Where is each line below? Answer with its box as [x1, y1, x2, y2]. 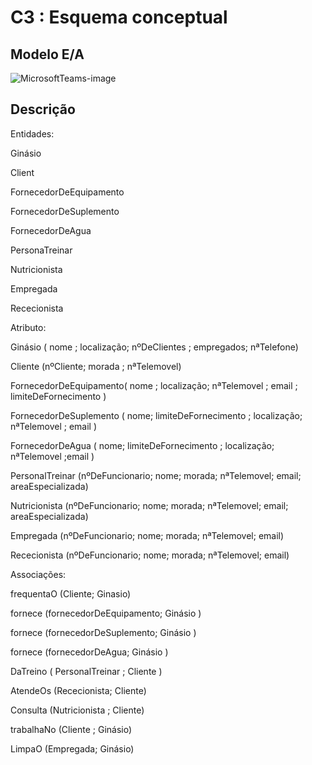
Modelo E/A [10, 46, 85, 63]
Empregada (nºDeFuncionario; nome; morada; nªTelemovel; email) [10, 529, 285, 541]
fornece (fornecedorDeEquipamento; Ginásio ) [10, 607, 202, 619]
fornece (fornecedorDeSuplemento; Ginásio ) [10, 626, 197, 638]
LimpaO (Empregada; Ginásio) [10, 742, 135, 755]
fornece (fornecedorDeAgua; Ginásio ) [10, 646, 169, 658]
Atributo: [10, 321, 47, 333]
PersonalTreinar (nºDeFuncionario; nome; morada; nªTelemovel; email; [10, 469, 302, 481]
